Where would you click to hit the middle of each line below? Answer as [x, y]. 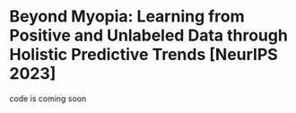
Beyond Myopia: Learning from [127, 17]
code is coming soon [48, 98]
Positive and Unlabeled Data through [149, 35]
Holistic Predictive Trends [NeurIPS [144, 55]
